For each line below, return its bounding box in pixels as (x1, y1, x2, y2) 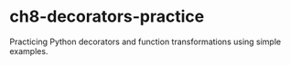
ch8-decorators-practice (9, 6, 205, 27)
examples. (9, 45, 48, 56)
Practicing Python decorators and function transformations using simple (9, 36, 282, 47)
